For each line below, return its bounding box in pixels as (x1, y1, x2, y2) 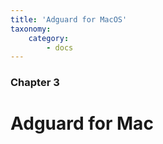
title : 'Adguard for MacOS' (10, 14, 128, 25)
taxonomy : (10, 24, 52, 34)
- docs (46, 42, 74, 53)
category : (28, 33, 70, 43)
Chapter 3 (10, 76, 60, 90)
